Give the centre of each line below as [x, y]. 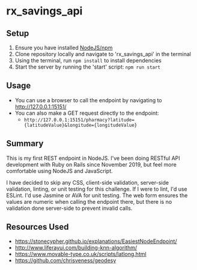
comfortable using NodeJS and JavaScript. [59, 171]
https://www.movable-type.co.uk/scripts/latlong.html [80, 254]
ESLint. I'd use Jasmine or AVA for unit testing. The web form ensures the [97, 195]
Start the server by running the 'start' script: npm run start [88, 67]
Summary [25, 143]
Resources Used [38, 227]
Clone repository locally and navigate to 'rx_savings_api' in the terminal [103, 54]
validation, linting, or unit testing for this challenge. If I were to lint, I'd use [97, 189]
